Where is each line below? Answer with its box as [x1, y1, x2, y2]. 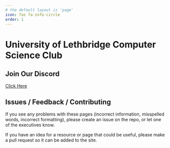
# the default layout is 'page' [5, 7, 74, 13]
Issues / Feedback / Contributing [5, 97, 111, 106]
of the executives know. [5, 122, 55, 128]
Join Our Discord [5, 69, 60, 78]
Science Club [5, 49, 62, 61]
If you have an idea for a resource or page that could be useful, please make [5, 132, 165, 138]
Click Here [5, 83, 27, 89]
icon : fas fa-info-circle [5, 12, 60, 17]
